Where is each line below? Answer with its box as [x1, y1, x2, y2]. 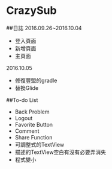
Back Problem [14, 108, 50, 115]
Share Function [14, 133, 53, 141]
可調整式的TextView [14, 141, 65, 148]
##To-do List [6, 96, 38, 103]
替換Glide [14, 84, 39, 91]
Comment [14, 127, 40, 135]
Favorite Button [14, 121, 53, 128]
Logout [14, 114, 33, 121]
